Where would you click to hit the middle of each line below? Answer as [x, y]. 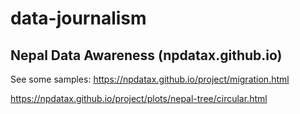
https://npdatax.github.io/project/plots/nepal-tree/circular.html [139, 98]
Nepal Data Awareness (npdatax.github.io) [146, 55]
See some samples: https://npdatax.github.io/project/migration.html [150, 79]
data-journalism [78, 18]
